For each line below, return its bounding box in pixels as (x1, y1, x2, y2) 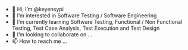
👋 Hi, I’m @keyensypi (11, 6, 64, 12)
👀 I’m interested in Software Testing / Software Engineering (11, 12, 157, 19)
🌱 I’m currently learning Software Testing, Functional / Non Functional (11, 18, 183, 25)
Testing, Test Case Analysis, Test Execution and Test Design (11, 24, 160, 32)
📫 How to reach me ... (11, 37, 67, 45)
